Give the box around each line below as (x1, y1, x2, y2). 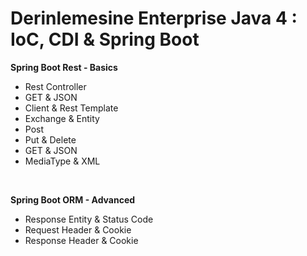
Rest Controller (24, 80, 87, 92)
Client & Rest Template (24, 102, 119, 114)
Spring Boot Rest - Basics (10, 61, 118, 73)
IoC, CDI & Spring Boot (10, 28, 200, 51)
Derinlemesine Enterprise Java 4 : (10, 7, 298, 30)
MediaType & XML (24, 155, 101, 167)
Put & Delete (24, 133, 77, 146)
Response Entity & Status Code (24, 213, 154, 225)
